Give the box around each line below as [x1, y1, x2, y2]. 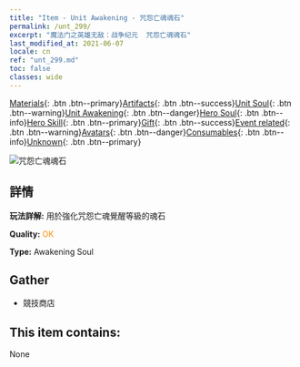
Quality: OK [9, 229, 55, 240]
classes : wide [9, 73, 64, 82]
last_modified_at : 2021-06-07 [9, 38, 125, 48]
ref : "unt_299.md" [9, 56, 79, 65]
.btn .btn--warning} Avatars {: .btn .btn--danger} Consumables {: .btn [9, 127, 261, 138]
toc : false [9, 65, 51, 74]
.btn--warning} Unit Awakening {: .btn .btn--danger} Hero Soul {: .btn [9, 107, 260, 118]
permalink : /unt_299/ [9, 22, 92, 31]
